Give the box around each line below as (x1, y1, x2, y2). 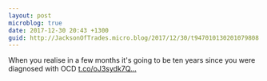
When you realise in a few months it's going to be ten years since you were (8, 56, 256, 65)
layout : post (8, 11, 52, 20)
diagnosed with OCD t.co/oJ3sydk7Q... (8, 64, 137, 74)
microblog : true (8, 19, 62, 27)
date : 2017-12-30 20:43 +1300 (8, 26, 110, 34)
